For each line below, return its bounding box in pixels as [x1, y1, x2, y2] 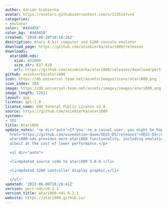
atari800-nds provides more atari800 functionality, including [9, 137, 143, 141]
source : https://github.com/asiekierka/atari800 [5, 109, 108, 114]
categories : [5, 16, 30, 21]
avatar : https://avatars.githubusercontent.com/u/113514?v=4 [5, 12, 135, 17]
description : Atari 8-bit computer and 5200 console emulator [5, 40, 137, 45]
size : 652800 [14, 58, 41, 63]
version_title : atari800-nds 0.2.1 [5, 191, 79, 196]
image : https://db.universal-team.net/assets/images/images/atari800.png [5, 85, 162, 91]
